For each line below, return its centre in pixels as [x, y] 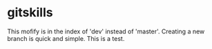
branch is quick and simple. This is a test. [66, 38]
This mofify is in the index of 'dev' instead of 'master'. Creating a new [106, 31]
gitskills [30, 13]
